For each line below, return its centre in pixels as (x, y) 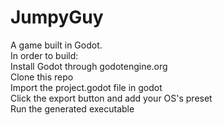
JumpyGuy (57, 17)
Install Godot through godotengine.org (89, 66)
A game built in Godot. (56, 45)
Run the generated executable (72, 108)
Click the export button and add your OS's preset (111, 98)
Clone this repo (42, 77)
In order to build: (44, 55)
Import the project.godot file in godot (86, 87)
